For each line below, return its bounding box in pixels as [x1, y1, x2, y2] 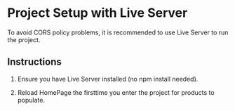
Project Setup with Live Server [7, 5, 188, 21]
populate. [17, 96, 46, 104]
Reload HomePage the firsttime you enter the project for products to [17, 88, 215, 96]
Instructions [7, 56, 62, 68]
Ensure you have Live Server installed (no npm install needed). [17, 74, 199, 83]
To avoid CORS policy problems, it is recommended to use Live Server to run [7, 28, 229, 37]
